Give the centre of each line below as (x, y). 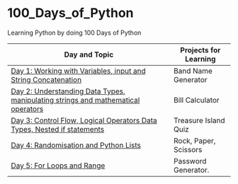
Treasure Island (199, 120)
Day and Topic (89, 54)
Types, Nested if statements (58, 129)
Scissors (188, 149)
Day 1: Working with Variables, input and (79, 71)
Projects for (200, 50)
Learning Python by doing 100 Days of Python (74, 33)
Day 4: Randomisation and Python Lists (76, 145)
